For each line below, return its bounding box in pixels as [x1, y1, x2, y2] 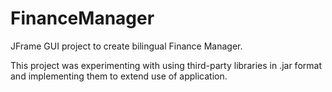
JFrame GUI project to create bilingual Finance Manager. [10, 40, 243, 52]
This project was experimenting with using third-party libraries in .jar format [10, 59, 322, 71]
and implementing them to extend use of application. [10, 70, 228, 82]
